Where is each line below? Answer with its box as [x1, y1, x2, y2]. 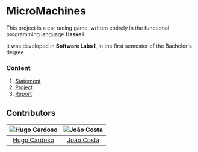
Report [14, 90, 32, 98]
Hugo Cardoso [13, 136, 54, 144]
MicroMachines [6, 4, 86, 18]
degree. [6, 48, 26, 55]
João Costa [67, 136, 100, 144]
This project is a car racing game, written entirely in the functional [6, 24, 170, 31]
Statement [14, 77, 41, 85]
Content [6, 63, 31, 72]
